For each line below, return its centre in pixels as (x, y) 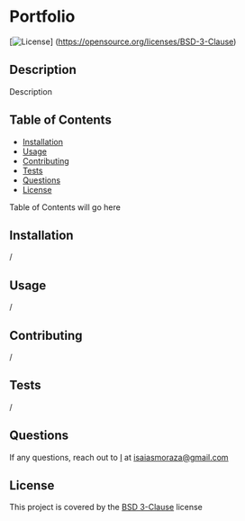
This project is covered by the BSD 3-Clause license (106, 507)
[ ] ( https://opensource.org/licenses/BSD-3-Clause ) (123, 41)
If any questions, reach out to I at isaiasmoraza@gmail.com (119, 457)
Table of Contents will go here (65, 207)
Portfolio (42, 17)
